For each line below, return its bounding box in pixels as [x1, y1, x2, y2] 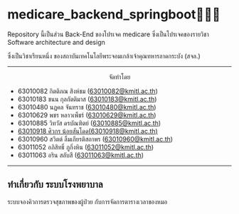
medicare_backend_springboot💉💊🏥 [7, 6, 221, 23]
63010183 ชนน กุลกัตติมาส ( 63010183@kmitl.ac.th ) [17, 95, 157, 103]
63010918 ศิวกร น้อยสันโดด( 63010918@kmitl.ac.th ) [17, 127, 158, 135]
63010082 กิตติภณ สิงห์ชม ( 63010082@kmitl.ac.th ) [17, 87, 158, 95]
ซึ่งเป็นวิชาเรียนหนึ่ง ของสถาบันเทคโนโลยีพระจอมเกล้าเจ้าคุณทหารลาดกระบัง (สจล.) [7, 51, 201, 60]
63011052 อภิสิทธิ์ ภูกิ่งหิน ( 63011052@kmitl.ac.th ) [17, 142, 154, 151]
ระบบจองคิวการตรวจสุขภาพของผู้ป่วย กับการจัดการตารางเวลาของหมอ [7, 197, 168, 205]
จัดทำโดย [108, 73, 131, 81]
